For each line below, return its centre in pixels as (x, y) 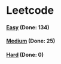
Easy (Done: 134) (28, 27)
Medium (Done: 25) (31, 41)
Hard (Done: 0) (25, 54)
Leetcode (30, 10)
